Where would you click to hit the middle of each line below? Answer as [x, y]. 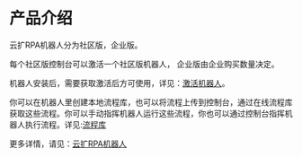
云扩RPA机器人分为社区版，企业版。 [76, 45]
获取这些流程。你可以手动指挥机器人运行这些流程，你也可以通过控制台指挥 [147, 113]
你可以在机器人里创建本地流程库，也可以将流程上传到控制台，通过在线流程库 [151, 102]
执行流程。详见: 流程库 [66, 124]
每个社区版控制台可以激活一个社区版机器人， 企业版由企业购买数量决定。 [144, 64]
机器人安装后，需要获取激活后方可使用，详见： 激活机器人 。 [120, 83]
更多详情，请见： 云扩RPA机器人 [68, 144]
